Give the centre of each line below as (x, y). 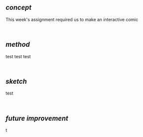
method (18, 45)
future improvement (37, 118)
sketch (16, 82)
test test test (18, 56)
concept (18, 8)
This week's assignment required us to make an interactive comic (72, 19)
